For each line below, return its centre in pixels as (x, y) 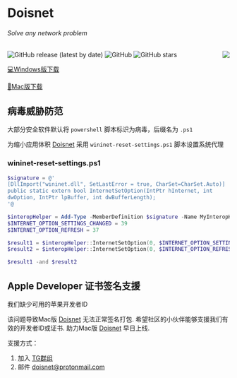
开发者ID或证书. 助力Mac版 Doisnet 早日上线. (85, 328)
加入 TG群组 (35, 358)
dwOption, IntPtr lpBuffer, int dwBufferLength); (82, 198)
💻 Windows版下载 (34, 69)
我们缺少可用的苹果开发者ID (48, 304)
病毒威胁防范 (35, 111)
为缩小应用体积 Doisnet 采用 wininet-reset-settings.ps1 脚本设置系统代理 (116, 144)
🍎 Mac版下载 (25, 87)
